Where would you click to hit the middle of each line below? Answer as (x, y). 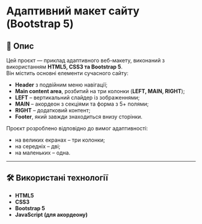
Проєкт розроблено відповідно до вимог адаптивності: (77, 128)
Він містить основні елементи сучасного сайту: (67, 73)
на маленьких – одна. (43, 153)
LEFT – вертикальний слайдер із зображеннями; (77, 98)
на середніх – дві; (38, 146)
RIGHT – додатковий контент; (53, 110)
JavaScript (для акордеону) (51, 214)
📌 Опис (20, 46)
